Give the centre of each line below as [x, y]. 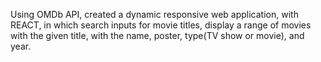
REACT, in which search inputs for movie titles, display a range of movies [161, 25]
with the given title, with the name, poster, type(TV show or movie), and [157, 35]
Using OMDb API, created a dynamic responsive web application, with [154, 14]
